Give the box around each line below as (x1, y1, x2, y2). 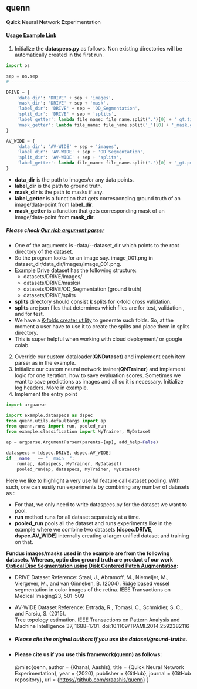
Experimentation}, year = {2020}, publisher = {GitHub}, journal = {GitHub (14, 670, 191, 677)
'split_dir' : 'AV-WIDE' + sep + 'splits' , (16, 154, 122, 160)
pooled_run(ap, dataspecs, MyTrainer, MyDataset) (16, 466, 141, 472)
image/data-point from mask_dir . (14, 213, 96, 220)
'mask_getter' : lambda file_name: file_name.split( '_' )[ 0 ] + (16, 122, 169, 128)
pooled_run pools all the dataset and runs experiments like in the (14, 519, 172, 526)
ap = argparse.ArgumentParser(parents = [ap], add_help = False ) (6, 439, 159, 445)
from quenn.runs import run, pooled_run (6, 424, 107, 429)
